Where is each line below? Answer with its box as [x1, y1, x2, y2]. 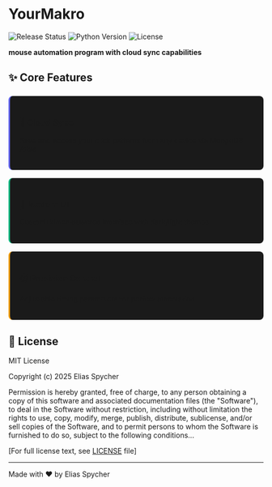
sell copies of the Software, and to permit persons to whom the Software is [8, 422, 259, 432]
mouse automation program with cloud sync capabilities [8, 47, 202, 57]
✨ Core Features [8, 70, 93, 85]
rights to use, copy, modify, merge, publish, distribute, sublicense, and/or [8, 413, 253, 423]
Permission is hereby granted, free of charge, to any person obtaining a [8, 387, 247, 397]
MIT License [8, 356, 50, 365]
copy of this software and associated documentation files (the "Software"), [8, 396, 259, 406]
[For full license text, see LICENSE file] [8, 446, 137, 456]
